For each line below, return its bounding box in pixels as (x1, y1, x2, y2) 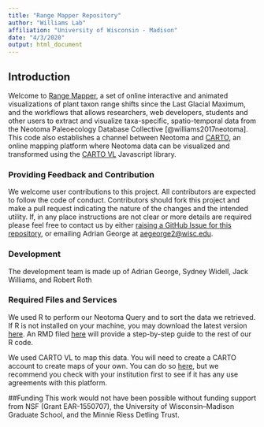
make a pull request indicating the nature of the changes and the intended (8, 204, 248, 213)
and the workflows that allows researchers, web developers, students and (8, 107, 248, 117)
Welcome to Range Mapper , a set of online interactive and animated (8, 91, 229, 100)
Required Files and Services (8, 295, 117, 306)
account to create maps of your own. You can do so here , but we (8, 361, 219, 370)
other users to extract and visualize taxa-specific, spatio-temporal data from (8, 116, 256, 125)
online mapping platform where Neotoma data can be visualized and (8, 141, 230, 150)
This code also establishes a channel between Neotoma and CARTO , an (8, 132, 241, 142)
